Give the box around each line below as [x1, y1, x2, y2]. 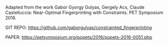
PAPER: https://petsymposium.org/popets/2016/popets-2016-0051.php [5, 34, 152, 40]
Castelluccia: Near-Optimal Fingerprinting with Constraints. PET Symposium [5, 9, 163, 15]
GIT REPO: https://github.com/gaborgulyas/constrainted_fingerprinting [5, 24, 152, 30]
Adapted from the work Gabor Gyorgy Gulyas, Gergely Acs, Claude [5, 4, 145, 10]
